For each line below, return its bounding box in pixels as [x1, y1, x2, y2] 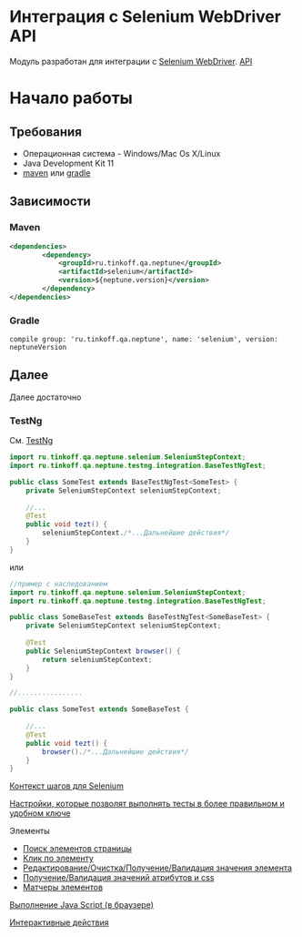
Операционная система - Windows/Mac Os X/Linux [22, 148, 221, 158]
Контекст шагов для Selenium [9, 780, 125, 791]
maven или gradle [22, 167, 91, 178]
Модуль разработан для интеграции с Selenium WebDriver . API [9, 56, 253, 66]
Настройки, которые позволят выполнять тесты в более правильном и [9, 799, 285, 810]
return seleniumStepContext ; [42, 655, 153, 664]
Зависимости [9, 194, 91, 209]
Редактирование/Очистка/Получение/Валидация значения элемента [22, 862, 293, 873]
